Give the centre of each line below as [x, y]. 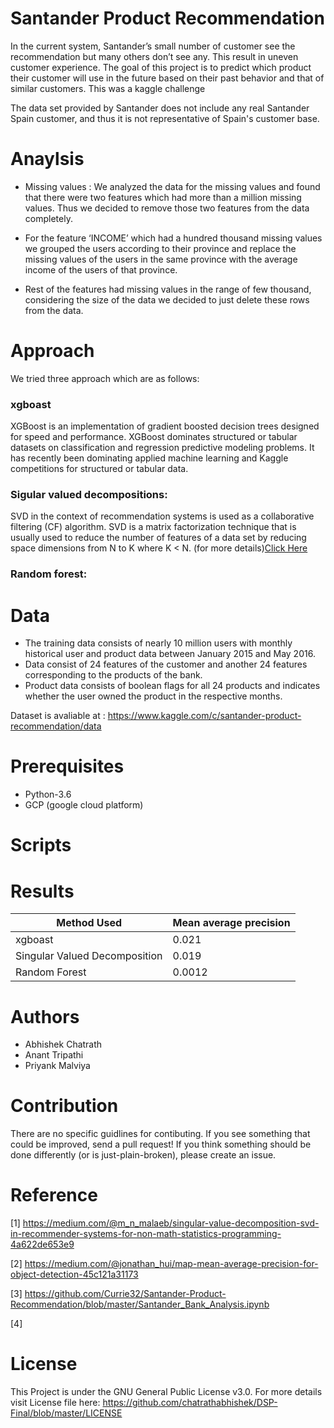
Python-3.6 [48, 794]
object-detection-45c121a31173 [74, 1274]
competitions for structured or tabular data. [99, 469]
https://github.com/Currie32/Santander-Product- [125, 1294]
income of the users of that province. [101, 269]
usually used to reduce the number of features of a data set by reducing [158, 538]
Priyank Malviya [57, 1066]
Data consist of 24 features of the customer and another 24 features [166, 664]
